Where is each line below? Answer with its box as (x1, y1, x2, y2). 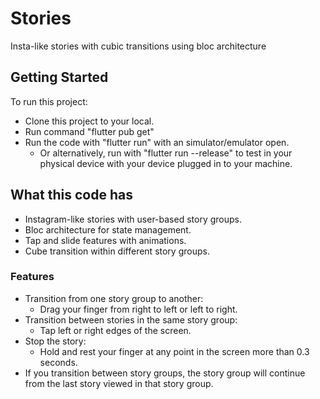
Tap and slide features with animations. (24, 234, 187, 246)
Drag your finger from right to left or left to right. (39, 303, 238, 315)
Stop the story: (24, 335, 87, 347)
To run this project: (10, 95, 88, 107)
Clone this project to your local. (24, 115, 155, 127)
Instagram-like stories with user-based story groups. (24, 213, 242, 225)
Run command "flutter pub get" (24, 125, 155, 137)
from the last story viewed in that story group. (24, 377, 214, 389)
